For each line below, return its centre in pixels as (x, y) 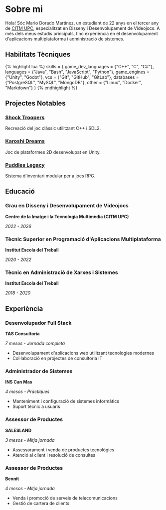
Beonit (12, 479)
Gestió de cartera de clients (41, 503)
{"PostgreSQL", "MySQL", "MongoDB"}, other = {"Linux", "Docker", (74, 82)
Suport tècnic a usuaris (36, 406)
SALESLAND (18, 430)
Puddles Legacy (25, 165)
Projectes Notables (35, 103)
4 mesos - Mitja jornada (30, 488)
